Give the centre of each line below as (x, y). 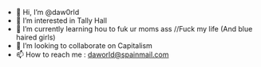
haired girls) (36, 37)
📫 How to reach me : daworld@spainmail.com (92, 54)
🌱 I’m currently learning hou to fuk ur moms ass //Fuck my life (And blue (134, 29)
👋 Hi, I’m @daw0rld (47, 12)
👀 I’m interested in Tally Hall (61, 20)
